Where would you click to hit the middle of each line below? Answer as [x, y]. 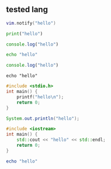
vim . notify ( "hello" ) [31, 23]
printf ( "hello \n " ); [40, 97]
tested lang [27, 10]
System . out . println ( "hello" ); [43, 118]
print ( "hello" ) [25, 34]
